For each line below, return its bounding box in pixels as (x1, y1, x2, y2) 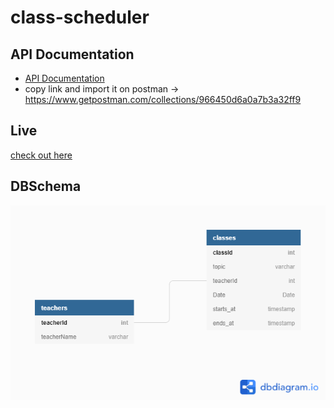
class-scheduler (10, 6, 150, 29)
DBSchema (10, 178, 82, 195)
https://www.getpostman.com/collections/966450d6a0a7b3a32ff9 (24, 94, 302, 105)
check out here (10, 149, 73, 161)
